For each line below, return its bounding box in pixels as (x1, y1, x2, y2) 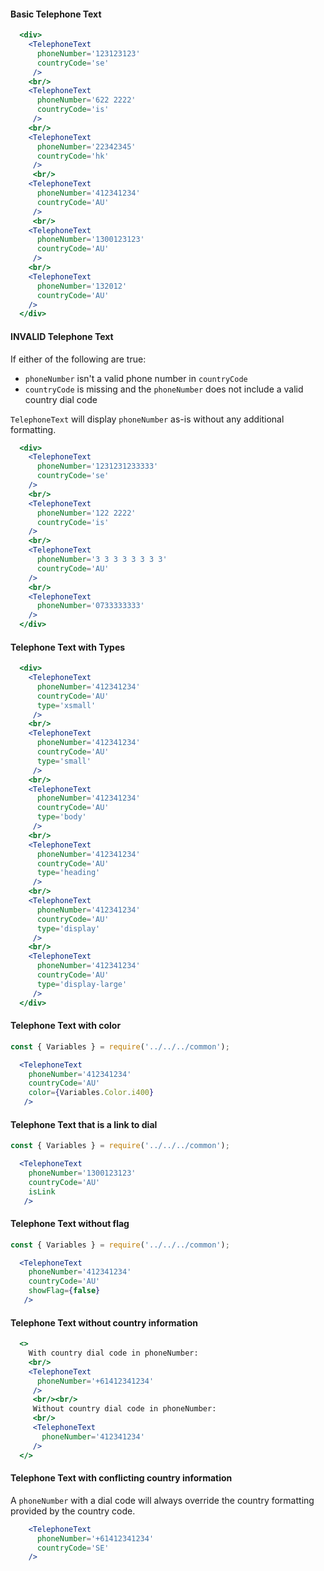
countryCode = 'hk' (36, 151, 110, 161)
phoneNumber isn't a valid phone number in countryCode (24, 372, 248, 384)
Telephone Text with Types (10, 641, 126, 653)
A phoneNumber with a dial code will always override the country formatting (10, 1494, 315, 1506)
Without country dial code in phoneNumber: (32, 1404, 217, 1414)
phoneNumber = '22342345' (36, 141, 137, 152)
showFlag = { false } (28, 1286, 101, 1296)
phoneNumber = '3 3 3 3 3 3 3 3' (36, 555, 168, 565)
